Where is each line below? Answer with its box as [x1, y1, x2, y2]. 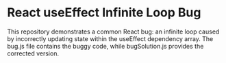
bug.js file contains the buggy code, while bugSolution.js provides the [7, 42, 204, 50]
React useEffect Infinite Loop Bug [7, 5, 201, 21]
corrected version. [7, 49, 60, 58]
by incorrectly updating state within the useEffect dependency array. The [7, 34, 214, 42]
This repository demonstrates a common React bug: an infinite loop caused [7, 27, 220, 36]
